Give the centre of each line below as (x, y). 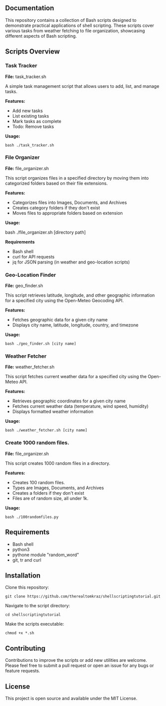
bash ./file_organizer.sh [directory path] (45, 232)
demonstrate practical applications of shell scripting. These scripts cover (80, 25)
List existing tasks (31, 116)
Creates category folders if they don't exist (56, 207)
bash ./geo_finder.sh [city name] (41, 344)
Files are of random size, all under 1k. (50, 498)
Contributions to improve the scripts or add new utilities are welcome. (76, 660)
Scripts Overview (33, 52)
